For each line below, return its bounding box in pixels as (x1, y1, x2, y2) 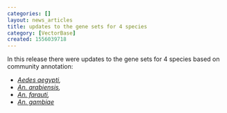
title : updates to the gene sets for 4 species (7, 23, 148, 30)
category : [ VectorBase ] (7, 29, 76, 37)
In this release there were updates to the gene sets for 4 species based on (7, 55, 220, 63)
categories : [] (7, 10, 51, 17)
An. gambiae (17, 98, 54, 106)
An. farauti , (17, 91, 50, 99)
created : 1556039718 (7, 36, 67, 43)
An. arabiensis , (17, 83, 61, 92)
